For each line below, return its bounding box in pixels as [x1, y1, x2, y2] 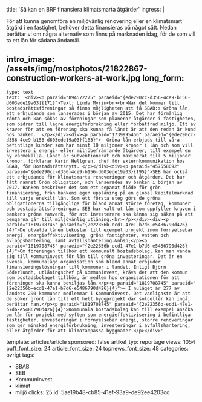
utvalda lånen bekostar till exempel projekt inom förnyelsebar [28, 227, 194, 233]
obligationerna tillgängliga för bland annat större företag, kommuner [6, 200, 191, 206]
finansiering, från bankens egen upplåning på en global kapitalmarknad [6, 189, 194, 196]
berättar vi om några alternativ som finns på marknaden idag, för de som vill [6, 30, 195, 38]
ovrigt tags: [6, 351, 35, 358]
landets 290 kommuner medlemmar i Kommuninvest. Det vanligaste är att [6, 291, 191, 297]
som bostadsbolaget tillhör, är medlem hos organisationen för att [6, 274, 180, 281]
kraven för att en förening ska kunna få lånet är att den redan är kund [6, 126, 197, 133]
